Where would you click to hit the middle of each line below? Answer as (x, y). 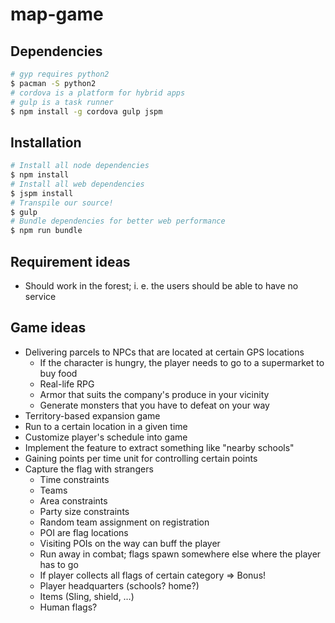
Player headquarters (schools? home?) (119, 585)
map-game (57, 14)
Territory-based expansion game (92, 415)
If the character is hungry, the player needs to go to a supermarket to (182, 362)
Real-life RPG (67, 384)
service (40, 296)
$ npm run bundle (46, 231)
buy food (58, 373)
